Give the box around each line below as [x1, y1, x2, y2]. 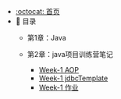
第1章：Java [27, 34, 66, 42]
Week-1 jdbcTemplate [38, 73, 109, 83]
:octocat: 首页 [15, 7, 60, 16]
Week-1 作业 [38, 83, 79, 92]
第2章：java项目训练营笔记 [27, 50, 113, 58]
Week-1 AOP [38, 65, 80, 74]
